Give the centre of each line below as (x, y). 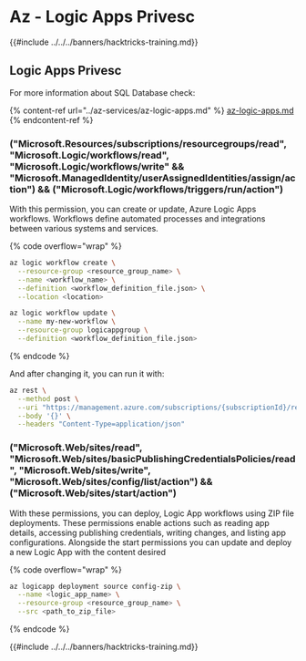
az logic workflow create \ (63, 263)
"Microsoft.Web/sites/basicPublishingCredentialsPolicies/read (153, 460)
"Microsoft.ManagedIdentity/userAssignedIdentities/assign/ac (153, 178)
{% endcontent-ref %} (51, 119)
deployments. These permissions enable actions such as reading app (140, 522)
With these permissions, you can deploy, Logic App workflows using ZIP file (152, 513)
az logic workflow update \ (63, 313)
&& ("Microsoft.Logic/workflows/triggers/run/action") (161, 189)
